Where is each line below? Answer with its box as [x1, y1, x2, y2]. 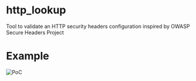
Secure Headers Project [6, 29, 64, 36]
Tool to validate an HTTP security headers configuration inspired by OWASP [6, 23, 190, 30]
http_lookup [6, 3, 66, 17]
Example [6, 50, 49, 63]
